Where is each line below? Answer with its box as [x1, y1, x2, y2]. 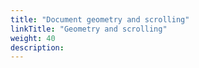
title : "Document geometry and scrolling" [10, 14, 190, 25]
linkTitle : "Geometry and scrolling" [10, 24, 168, 34]
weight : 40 [10, 33, 56, 43]
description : [10, 42, 65, 53]
